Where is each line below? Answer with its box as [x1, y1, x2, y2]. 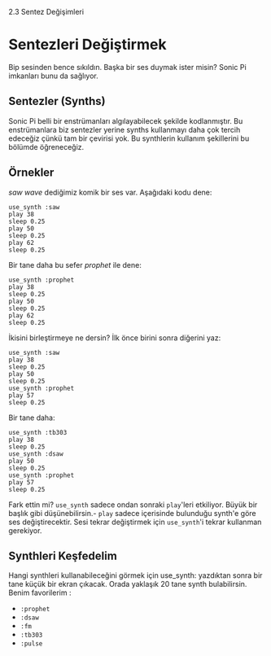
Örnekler [8, 166, 55, 180]
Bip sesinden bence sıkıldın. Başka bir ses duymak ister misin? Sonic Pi [8, 62, 247, 72]
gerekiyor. [8, 525, 42, 536]
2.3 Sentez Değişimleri [8, 7, 84, 16]
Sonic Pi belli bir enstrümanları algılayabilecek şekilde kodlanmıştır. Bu [8, 116, 243, 125]
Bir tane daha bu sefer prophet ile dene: [8, 260, 142, 269]
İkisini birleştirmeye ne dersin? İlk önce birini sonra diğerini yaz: [8, 333, 221, 343]
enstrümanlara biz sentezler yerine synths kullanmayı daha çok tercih [8, 125, 241, 134]
